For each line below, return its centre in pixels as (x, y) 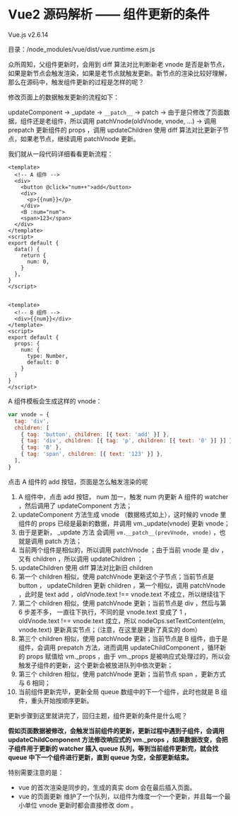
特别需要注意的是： (36, 772)
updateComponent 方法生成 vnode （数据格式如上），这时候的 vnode (118, 514)
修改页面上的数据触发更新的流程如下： (64, 97)
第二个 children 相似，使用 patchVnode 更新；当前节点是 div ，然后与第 (122, 603)
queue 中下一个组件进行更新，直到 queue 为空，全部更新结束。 (100, 757)
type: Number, (48, 356)
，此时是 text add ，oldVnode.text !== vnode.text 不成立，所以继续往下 (122, 594)
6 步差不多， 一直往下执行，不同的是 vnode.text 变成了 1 (100, 612)
